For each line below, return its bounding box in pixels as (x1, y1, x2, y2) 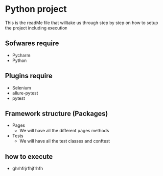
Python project (5, 3, 67, 15)
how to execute (5, 152, 53, 161)
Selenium (12, 85, 31, 90)
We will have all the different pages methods (19, 128, 109, 134)
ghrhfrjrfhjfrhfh (12, 166, 43, 172)
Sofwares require (5, 39, 59, 48)
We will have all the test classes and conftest (19, 138, 110, 144)
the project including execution (5, 25, 68, 30)
